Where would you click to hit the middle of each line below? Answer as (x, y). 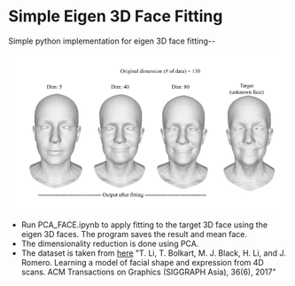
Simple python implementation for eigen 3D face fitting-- (112, 41)
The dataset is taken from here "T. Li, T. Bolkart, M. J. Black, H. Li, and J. (154, 253)
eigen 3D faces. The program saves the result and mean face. (134, 234)
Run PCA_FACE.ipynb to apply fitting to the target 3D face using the (144, 225)
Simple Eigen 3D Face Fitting (116, 16)
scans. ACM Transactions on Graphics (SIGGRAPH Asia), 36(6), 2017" (148, 272)
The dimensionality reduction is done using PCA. (110, 244)
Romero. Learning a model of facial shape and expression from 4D (143, 263)
